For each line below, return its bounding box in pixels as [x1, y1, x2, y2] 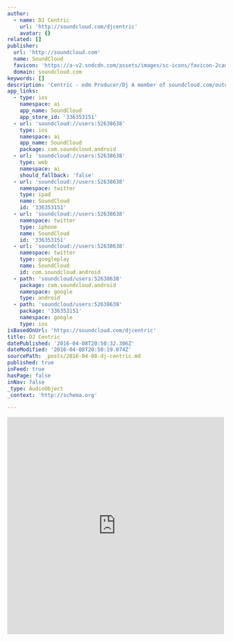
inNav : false [7, 378, 45, 386]
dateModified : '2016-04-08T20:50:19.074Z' [7, 346, 132, 353]
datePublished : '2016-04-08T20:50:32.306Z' [7, 340, 135, 347]
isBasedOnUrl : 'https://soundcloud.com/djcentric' [7, 327, 157, 334]
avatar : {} [19, 29, 51, 37]
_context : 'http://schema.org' [7, 391, 98, 398]
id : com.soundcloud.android [19, 268, 101, 275]
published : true [7, 359, 54, 366]
